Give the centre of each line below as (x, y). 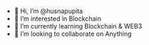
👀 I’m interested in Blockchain (57, 19)
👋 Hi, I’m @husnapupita (48, 11)
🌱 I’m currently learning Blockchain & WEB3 (78, 26)
